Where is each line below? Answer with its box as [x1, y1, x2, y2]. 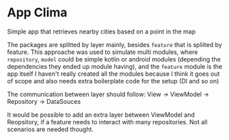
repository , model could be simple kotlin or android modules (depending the [7, 55, 221, 63]
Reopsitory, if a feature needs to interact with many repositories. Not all [7, 117, 208, 126]
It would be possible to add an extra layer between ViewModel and [7, 111, 195, 119]
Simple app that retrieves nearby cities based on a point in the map [7, 27, 196, 36]
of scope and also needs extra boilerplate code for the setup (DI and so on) [7, 76, 219, 85]
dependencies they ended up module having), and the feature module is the [7, 62, 223, 70]
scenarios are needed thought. [7, 125, 94, 133]
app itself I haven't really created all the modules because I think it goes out [7, 70, 220, 78]
